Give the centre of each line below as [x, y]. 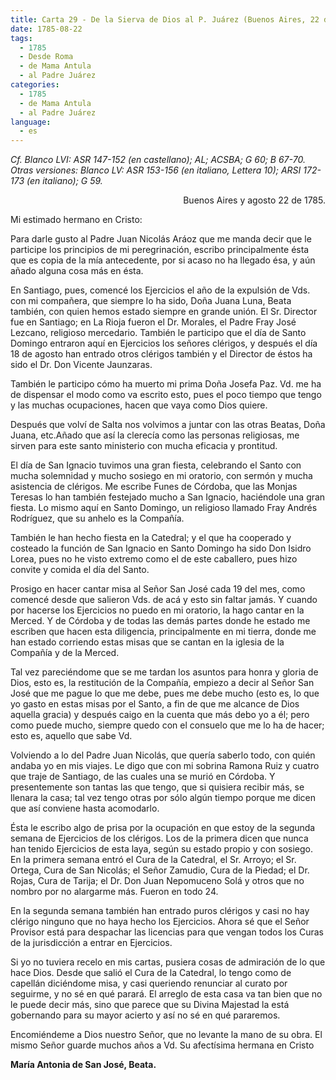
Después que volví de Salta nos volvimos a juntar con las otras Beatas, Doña [168, 425]
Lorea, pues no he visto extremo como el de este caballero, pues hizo [154, 559]
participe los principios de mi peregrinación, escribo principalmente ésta [160, 250]
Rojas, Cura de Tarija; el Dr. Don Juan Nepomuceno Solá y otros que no [157, 881]
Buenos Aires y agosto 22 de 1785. [254, 200]
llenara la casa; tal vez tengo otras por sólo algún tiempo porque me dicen [163, 798]
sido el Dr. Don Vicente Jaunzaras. [81, 365]
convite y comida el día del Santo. [80, 570]
